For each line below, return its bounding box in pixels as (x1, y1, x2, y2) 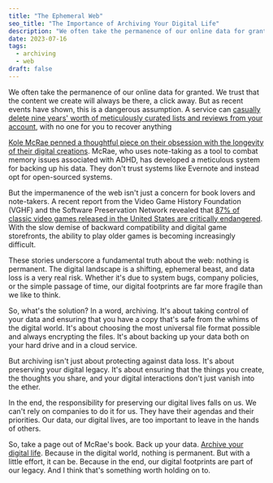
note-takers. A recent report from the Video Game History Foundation (8, 196, 241, 206)
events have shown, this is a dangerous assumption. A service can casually (8, 104, 262, 114)
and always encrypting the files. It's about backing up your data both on (8, 331, 249, 342)
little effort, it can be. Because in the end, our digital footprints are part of (8, 456, 253, 466)
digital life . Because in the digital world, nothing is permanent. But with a (8, 448, 250, 458)
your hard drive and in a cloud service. (8, 340, 138, 350)
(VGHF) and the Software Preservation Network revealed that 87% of (8, 205, 240, 215)
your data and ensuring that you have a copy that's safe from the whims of (8, 314, 258, 324)
